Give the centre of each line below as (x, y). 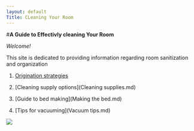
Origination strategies (42, 75)
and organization (27, 64)
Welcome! (19, 46)
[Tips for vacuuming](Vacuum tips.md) (63, 110)
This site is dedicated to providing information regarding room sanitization (97, 57)
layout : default (26, 12)
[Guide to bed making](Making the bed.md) (68, 99)
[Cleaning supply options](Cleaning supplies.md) (75, 87)
